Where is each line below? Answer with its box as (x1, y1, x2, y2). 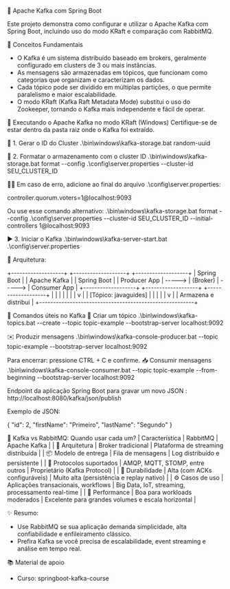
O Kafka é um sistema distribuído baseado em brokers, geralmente (16, 54, 207, 62)
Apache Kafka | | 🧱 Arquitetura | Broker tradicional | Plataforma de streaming (7, 441, 224, 449)
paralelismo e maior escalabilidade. (16, 90, 117, 98)
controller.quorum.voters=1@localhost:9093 (7, 193, 132, 202)
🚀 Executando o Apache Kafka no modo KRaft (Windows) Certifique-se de (7, 118, 218, 127)
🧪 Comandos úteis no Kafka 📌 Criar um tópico (7, 312, 137, 319)
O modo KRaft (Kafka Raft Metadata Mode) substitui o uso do (16, 98, 191, 106)
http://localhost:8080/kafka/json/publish (7, 394, 122, 402)
